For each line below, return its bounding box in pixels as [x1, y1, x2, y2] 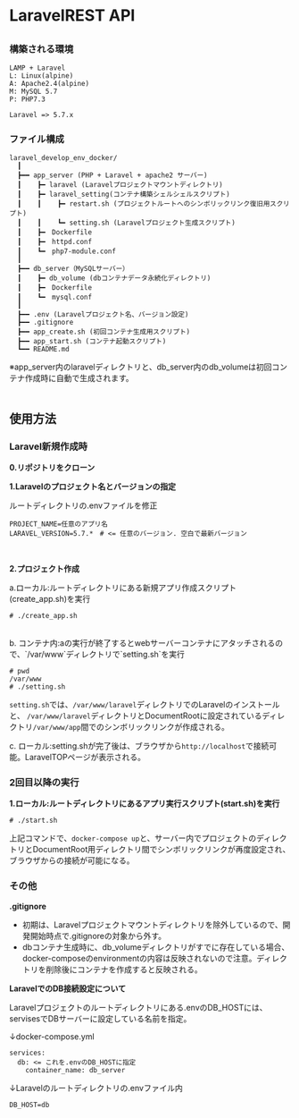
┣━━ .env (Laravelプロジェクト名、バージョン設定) [17, 310, 189, 319]
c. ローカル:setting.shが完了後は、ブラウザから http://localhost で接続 [9, 740, 270, 751]
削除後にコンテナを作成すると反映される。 [46, 963, 203, 975]
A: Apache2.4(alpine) [9, 79, 90, 88]
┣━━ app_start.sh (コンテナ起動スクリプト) [17, 337, 167, 346]
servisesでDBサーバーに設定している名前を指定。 [9, 1012, 192, 1024]
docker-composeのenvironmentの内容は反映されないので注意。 [21, 953, 257, 963]
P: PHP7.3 [9, 95, 46, 104]
